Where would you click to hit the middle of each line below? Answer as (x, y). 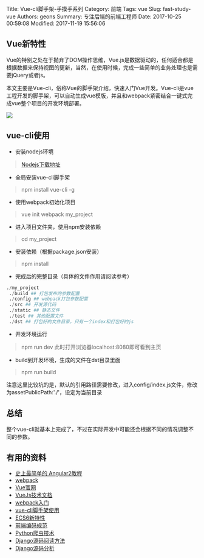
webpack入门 (32, 503)
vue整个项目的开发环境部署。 (48, 103)
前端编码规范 (31, 526)
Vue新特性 (26, 44)
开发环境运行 (31, 334)
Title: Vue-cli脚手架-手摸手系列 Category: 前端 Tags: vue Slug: (84, 9)
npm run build (39, 372)
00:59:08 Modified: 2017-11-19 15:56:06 (56, 23)
